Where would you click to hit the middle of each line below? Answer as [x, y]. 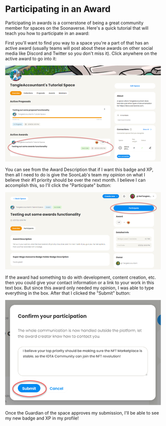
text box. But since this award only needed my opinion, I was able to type [80, 288]
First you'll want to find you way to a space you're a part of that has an [77, 43]
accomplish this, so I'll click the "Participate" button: [58, 185]
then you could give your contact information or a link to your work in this [80, 282]
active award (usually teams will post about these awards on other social [79, 48]
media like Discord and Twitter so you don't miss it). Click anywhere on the [81, 53]
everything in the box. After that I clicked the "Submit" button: [68, 293]
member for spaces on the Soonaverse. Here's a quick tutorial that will [77, 28]
